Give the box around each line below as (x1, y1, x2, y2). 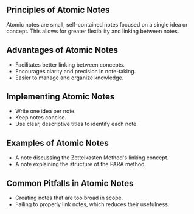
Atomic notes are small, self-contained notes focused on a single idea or (6, 21, 188, 28)
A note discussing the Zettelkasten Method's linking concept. (15, 154, 169, 161)
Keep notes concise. (15, 114, 67, 121)
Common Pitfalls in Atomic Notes (6, 178, 134, 189)
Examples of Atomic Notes (6, 138, 109, 148)
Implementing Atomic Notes (6, 92, 115, 102)
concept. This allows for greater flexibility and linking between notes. (6, 27, 179, 35)
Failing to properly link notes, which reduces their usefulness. (15, 201, 170, 208)
